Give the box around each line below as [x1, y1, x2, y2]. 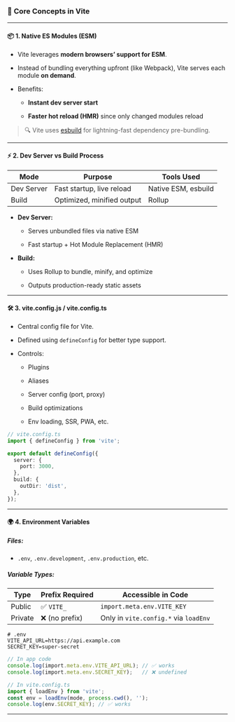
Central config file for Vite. [17, 322, 94, 330]
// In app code [7, 655, 52, 663]
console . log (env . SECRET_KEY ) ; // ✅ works [7, 701, 131, 708]
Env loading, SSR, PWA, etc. [27, 417, 109, 425]
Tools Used [162, 172, 201, 182]
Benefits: [17, 84, 43, 93]
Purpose [83, 172, 113, 182]
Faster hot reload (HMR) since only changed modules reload [27, 111, 204, 120]
